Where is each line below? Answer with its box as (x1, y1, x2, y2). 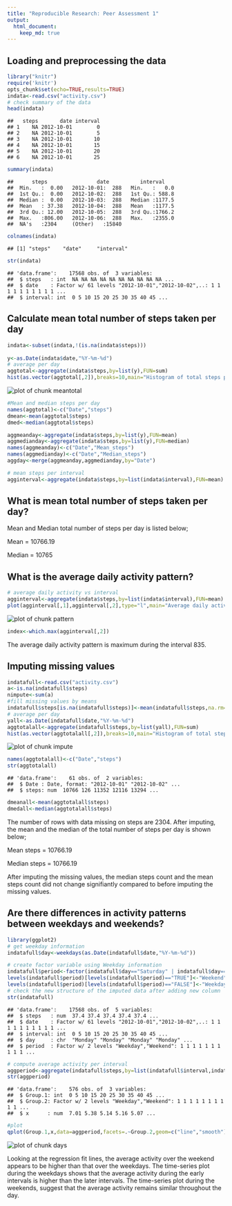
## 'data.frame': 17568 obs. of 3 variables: (7, 270, 153, 277)
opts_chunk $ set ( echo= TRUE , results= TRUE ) (7, 86, 126, 93)
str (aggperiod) (7, 1073, 51, 1080)
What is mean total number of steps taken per (7, 495, 209, 507)
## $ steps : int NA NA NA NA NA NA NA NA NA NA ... (7, 275, 175, 283)
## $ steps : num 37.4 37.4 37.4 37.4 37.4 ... (7, 1012, 159, 1019)
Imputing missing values (7, 661, 115, 672)
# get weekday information (7, 943, 85, 950)
